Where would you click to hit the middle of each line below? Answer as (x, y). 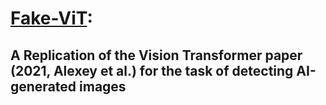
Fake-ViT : (51, 18)
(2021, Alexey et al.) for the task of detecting (152, 70)
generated (43, 86)
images (103, 86)
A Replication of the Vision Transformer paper (156, 55)
